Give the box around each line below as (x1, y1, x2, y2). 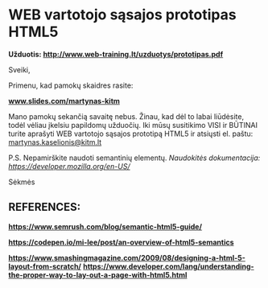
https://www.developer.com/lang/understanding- (83, 261, 255, 271)
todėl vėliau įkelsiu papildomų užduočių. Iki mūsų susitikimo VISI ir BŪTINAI (8, 120, 258, 130)
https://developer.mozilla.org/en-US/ (8, 161, 130, 171)
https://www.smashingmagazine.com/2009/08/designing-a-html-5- (8, 253, 245, 262)
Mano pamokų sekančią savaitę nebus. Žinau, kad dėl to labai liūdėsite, (8, 111, 244, 121)
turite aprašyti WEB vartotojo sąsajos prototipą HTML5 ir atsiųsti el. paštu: (8, 129, 254, 138)
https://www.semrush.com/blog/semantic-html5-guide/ (8, 221, 203, 231)
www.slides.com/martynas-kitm (8, 96, 121, 105)
